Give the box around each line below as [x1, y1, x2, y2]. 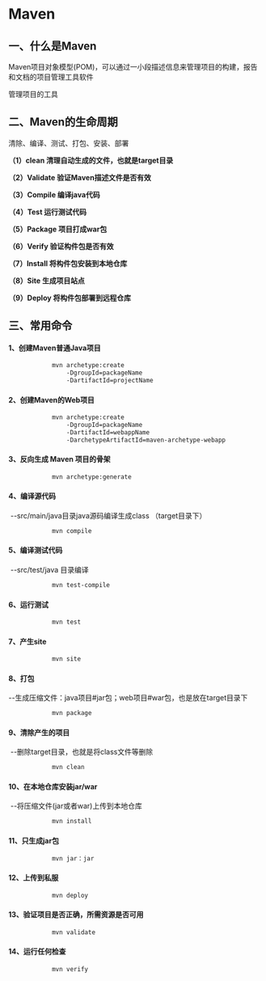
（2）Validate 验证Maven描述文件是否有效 [8, 172, 151, 182]
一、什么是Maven [8, 39, 97, 53]
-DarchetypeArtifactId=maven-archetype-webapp [65, 436, 226, 444]
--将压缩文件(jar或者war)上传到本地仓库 [10, 801, 143, 811]
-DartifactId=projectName [65, 377, 154, 385]
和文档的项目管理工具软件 [8, 72, 94, 82]
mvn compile [51, 527, 92, 535]
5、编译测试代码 [8, 545, 63, 555]
